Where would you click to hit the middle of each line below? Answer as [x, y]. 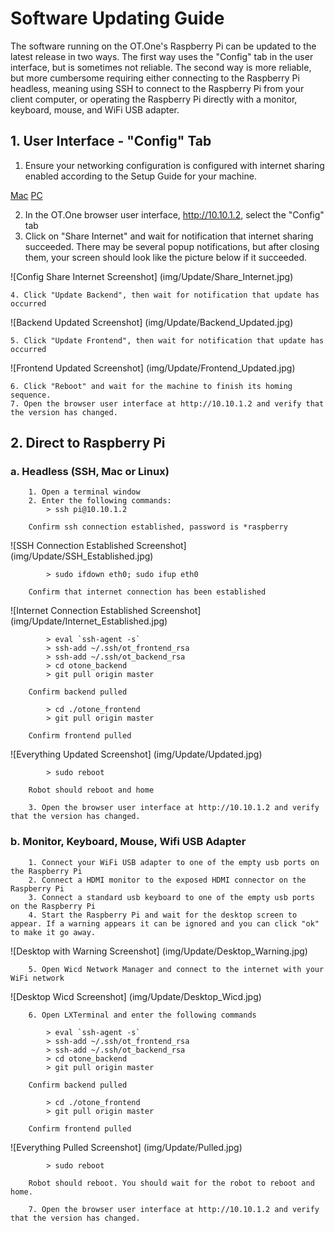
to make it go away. [53, 932]
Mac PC [26, 195]
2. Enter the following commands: [100, 501]
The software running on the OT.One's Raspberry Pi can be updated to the [163, 46]
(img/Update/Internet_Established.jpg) [89, 621]
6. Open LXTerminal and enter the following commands [142, 1015]
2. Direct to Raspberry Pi [88, 443]
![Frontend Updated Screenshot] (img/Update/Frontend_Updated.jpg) [153, 368]
